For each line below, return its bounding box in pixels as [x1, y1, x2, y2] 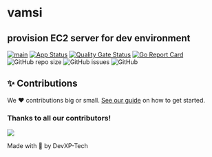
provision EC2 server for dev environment [7, 32, 191, 44]
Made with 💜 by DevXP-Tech [7, 142, 88, 150]
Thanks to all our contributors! [7, 113, 112, 123]
